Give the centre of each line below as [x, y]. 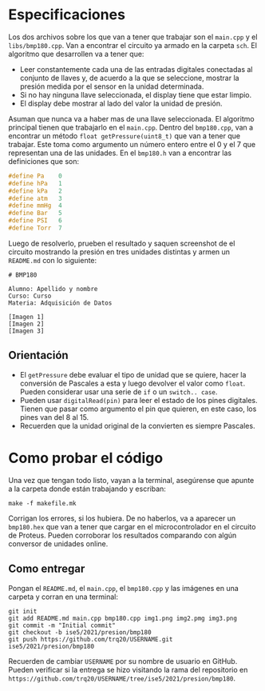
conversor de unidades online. [58, 543]
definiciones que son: [44, 161]
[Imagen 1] [26, 317]
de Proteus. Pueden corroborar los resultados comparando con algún [123, 535]
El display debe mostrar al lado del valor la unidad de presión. [121, 103]
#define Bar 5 [35, 214]
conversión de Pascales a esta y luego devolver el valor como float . [132, 383]
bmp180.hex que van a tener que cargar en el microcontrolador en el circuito [132, 526]
